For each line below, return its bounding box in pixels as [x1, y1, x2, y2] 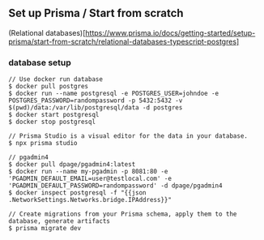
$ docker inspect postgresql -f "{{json [8, 189, 147, 197]
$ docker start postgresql [8, 111, 100, 119]
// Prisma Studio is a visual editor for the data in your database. [8, 132, 249, 140]
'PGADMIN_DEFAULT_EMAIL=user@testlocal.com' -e [8, 174, 172, 183]
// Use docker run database [8, 75, 104, 84]
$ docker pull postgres [8, 83, 89, 91]
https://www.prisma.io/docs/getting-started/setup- [84, 28, 256, 37]
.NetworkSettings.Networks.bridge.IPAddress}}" [8, 196, 172, 204]
